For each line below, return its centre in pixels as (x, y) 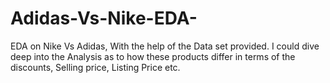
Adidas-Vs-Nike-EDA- (104, 18)
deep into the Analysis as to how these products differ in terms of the (153, 56)
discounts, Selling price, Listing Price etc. (95, 67)
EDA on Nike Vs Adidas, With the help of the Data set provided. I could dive (165, 46)
